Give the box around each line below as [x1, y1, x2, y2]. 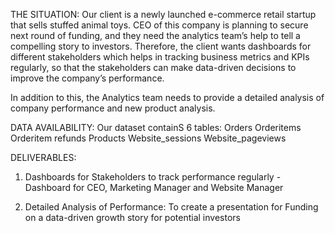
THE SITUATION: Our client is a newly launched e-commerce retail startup [10, 9, 317, 20]
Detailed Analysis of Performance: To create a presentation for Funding [24, 201, 319, 213]
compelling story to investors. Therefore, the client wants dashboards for [10, 40, 312, 52]
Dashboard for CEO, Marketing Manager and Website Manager [24, 182, 284, 193]
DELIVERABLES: [10, 152, 77, 163]
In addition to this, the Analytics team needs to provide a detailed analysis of [10, 92, 325, 103]
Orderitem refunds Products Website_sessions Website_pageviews [10, 132, 287, 144]
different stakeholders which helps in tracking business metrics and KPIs [10, 51, 310, 63]
